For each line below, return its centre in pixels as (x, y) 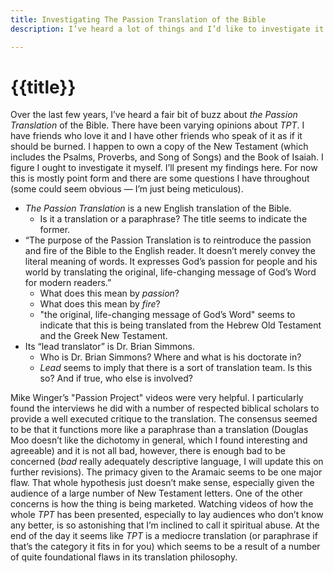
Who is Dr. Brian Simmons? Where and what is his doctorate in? (170, 357)
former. (55, 230)
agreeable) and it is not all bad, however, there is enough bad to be (148, 451)
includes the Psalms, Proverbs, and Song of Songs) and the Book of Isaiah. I (167, 157)
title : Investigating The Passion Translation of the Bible (138, 19)
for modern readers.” (68, 283)
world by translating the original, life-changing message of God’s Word (170, 272)
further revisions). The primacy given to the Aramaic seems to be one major (166, 472)
